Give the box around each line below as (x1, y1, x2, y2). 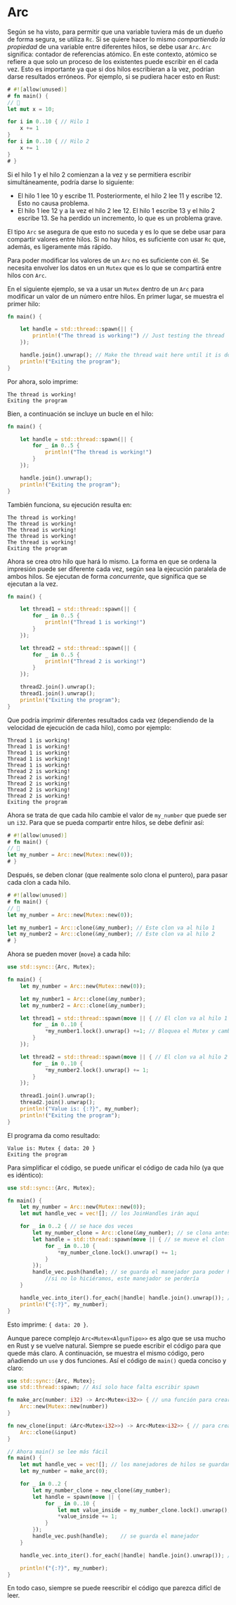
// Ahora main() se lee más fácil (7, 1448, 109, 1455)
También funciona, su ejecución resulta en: (7, 500, 132, 509)
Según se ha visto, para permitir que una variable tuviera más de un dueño (7, 27, 223, 36)
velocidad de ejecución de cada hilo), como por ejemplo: (7, 723, 172, 731)
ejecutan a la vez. (7, 580, 58, 588)
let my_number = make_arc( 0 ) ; (20, 1468, 109, 1475)
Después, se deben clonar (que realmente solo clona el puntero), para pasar (7, 871, 228, 879)
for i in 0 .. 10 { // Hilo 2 (7, 138, 90, 145)
